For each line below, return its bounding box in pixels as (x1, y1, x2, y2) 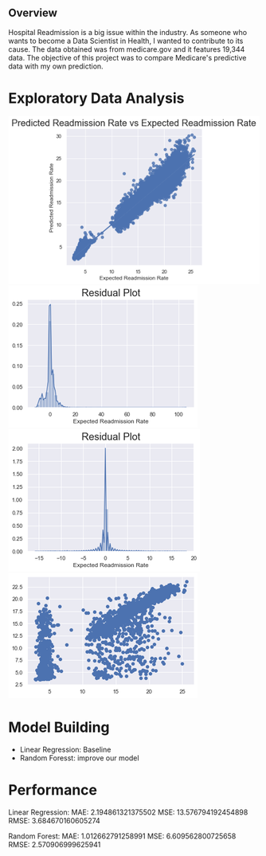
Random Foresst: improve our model (19, 753, 139, 763)
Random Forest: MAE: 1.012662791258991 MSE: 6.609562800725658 (8, 831, 237, 841)
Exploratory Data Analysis (8, 89, 185, 107)
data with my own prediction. (8, 61, 104, 71)
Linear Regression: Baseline (19, 745, 111, 755)
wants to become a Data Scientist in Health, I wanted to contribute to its (8, 36, 244, 45)
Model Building (8, 718, 110, 737)
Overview (8, 6, 58, 20)
